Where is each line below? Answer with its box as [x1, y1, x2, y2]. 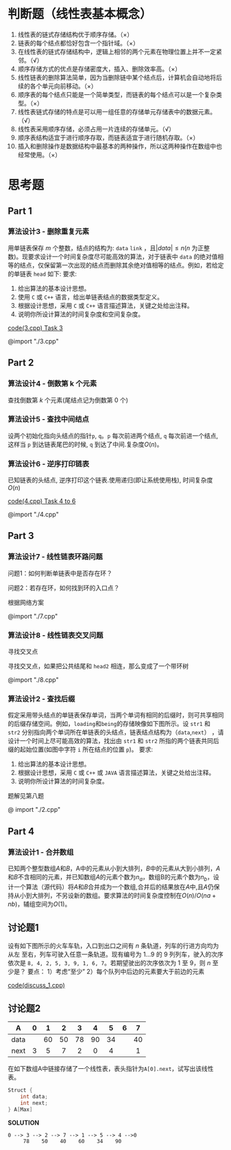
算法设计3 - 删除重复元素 [8, 227, 90, 236]
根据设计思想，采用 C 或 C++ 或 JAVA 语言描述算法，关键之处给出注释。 [17, 768, 215, 777]
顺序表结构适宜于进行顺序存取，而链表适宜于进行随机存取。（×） [17, 133, 199, 142]
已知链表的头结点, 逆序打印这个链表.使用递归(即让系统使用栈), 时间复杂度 [8, 476, 213, 485]
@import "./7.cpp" [8, 612, 58, 620]
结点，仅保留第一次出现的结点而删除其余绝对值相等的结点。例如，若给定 [19, 261, 224, 269]
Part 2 [8, 357, 34, 368]
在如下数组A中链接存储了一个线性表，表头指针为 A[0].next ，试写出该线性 [8, 1065, 215, 1073]
